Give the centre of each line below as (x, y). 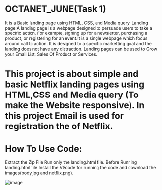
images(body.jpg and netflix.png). (39, 173)
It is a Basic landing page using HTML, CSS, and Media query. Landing (77, 23)
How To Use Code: (44, 149)
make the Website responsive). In (75, 106)
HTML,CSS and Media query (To (72, 95)
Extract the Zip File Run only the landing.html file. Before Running (71, 162)
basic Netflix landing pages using (75, 84)
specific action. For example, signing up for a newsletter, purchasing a (76, 33)
